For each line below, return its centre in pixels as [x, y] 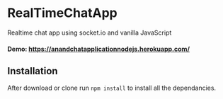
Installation [33, 71]
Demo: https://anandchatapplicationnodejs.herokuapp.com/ [98, 49]
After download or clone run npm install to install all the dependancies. [112, 88]
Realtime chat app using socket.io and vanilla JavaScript [90, 33]
